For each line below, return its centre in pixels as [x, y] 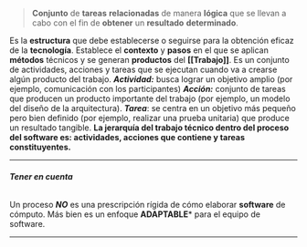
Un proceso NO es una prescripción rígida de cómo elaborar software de [148, 205]
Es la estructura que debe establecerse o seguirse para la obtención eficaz [152, 41]
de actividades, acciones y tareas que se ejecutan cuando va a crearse [143, 69]
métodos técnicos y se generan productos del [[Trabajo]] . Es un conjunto [149, 60]
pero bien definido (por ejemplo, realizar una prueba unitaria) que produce [149, 118]
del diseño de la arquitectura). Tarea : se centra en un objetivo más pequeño [153, 108]
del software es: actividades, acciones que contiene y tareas [127, 137]
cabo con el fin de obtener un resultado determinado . [135, 23]
